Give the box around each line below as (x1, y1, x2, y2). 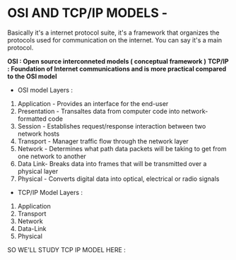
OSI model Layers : (17, 85, 73, 94)
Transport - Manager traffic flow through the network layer (17, 136, 189, 146)
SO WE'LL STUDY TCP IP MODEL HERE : (7, 245, 126, 254)
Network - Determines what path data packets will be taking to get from (17, 144, 227, 153)
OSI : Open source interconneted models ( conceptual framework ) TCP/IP (7, 57, 229, 65)
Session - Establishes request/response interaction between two (17, 122, 206, 130)
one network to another (17, 152, 87, 160)
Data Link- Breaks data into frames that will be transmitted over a (17, 159, 207, 167)
